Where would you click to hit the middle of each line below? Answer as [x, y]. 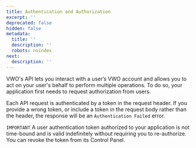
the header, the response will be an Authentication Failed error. [86, 115]
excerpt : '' [21, 17]
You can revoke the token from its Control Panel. [66, 140]
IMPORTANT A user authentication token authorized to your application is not [98, 127]
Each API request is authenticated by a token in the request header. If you [97, 103]
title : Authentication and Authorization [59, 12]
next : [13, 56]
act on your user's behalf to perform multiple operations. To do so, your [94, 85]
